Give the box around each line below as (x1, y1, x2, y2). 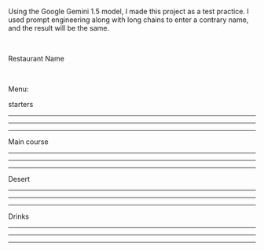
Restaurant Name (8, 54, 64, 63)
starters (8, 100, 34, 109)
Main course (8, 137, 49, 146)
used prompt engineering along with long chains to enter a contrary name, (8, 15, 249, 24)
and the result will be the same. (8, 24, 110, 32)
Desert (8, 175, 30, 183)
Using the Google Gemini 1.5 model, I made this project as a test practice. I (8, 7, 249, 16)
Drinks (8, 212, 30, 221)
